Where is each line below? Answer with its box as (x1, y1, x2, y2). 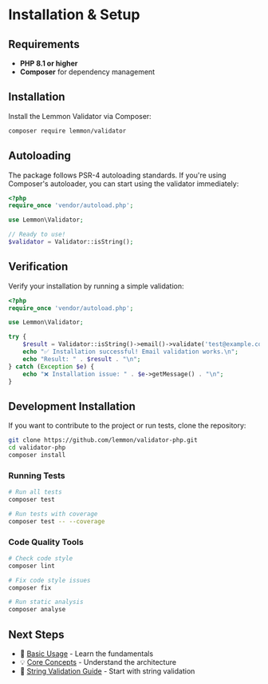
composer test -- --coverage (8, 517, 105, 525)
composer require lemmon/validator (8, 126, 127, 135)
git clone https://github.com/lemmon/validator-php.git (8, 436, 198, 444)
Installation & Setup (8, 6, 140, 24)
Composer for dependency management (19, 67, 156, 77)
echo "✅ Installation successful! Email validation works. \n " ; (22, 348, 239, 356)
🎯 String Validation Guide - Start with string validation (19, 666, 195, 676)
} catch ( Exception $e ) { (8, 362, 94, 371)
